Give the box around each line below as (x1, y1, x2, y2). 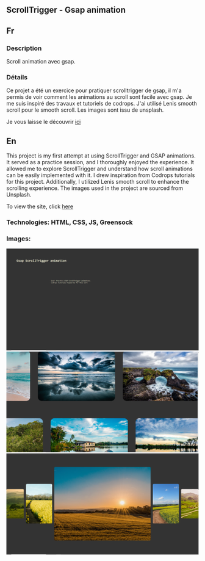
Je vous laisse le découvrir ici (6, 118, 81, 126)
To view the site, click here (6, 203, 74, 210)
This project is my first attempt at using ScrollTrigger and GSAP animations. (6, 152, 196, 159)
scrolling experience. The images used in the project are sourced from (6, 184, 183, 192)
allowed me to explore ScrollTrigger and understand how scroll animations (6, 165, 193, 173)
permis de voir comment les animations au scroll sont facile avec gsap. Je (6, 93, 192, 101)
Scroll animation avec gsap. (6, 58, 76, 65)
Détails (6, 73, 28, 81)
